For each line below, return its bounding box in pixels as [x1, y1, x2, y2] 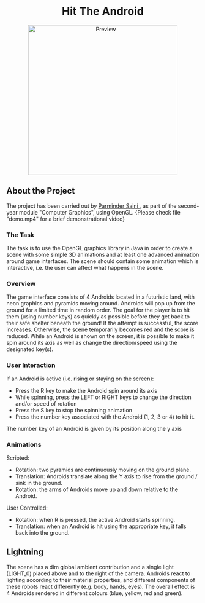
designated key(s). [6, 345, 54, 353]
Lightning [6, 547, 44, 558]
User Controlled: [6, 504, 48, 511]
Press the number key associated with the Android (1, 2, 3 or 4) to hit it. [15, 413, 195, 420]
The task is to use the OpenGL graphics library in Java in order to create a [6, 245, 193, 252]
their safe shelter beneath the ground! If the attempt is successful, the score [6, 320, 199, 327]
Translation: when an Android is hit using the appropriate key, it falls [15, 522, 187, 530]
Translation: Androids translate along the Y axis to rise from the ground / [15, 472, 198, 480]
